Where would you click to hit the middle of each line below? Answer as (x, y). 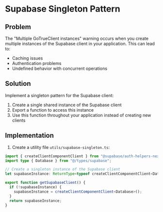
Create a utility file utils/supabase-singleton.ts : (61, 147)
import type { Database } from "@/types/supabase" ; (58, 161)
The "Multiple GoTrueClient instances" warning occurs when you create (77, 38)
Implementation (30, 136)
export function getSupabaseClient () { (45, 183)
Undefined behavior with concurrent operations (60, 68)
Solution (18, 84)
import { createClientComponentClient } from (52, 156)
